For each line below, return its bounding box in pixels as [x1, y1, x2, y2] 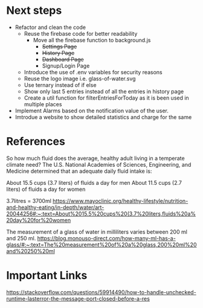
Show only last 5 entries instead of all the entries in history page [24, 88, 184, 95]
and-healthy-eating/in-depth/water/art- [6, 204, 105, 211]
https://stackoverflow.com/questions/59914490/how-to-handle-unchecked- [6, 288, 196, 296]
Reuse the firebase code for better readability [24, 30, 138, 37]
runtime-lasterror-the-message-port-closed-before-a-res [6, 295, 150, 302]
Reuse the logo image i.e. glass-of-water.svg [24, 75, 136, 82]
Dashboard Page [42, 56, 84, 63]
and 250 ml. [6, 234, 36, 242]
